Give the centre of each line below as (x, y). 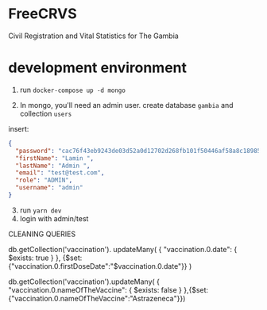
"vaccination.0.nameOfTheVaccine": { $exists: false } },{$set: (108, 289)
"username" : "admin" (49, 188)
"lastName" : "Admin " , (53, 166)
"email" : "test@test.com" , (60, 173)
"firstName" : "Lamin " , (54, 158)
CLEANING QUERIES (42, 234)
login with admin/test (54, 218)
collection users (46, 113)
